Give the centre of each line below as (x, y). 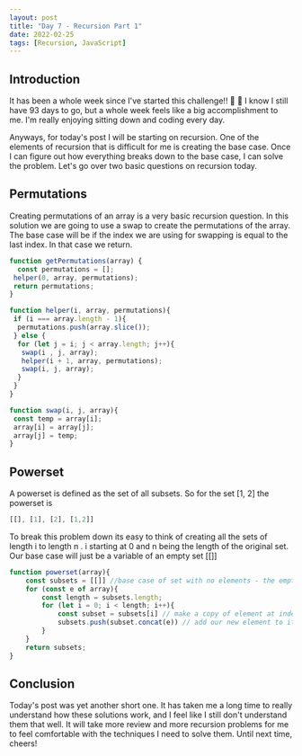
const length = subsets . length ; (102, 597)
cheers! (23, 743)
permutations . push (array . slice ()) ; (84, 327)
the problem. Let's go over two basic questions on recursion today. (133, 166)
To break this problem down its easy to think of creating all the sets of (138, 537)
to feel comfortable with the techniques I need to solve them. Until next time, (151, 734)
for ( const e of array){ (72, 589)
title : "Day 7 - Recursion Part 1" (76, 26)
